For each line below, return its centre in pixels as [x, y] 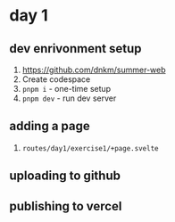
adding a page [50, 126]
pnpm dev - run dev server [69, 98]
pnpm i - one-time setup [67, 89]
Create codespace [56, 79]
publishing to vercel [66, 206]
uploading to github [65, 176]
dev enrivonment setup [75, 49]
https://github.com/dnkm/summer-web [94, 70]
